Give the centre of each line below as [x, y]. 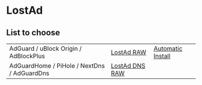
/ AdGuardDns [29, 73]
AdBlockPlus [27, 56]
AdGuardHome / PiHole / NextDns [57, 66]
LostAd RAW [129, 52]
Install [162, 56]
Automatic [168, 48]
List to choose [33, 33]
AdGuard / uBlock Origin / [46, 48]
